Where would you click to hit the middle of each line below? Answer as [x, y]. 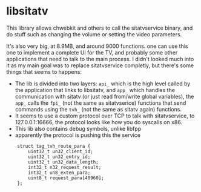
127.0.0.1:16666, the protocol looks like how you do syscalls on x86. [99, 122]
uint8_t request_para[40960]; [66, 178]
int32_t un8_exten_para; [59, 173]
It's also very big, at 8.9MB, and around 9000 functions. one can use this [97, 46]
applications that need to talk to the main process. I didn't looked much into [100, 59]
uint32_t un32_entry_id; [59, 157]
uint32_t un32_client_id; [61, 151]
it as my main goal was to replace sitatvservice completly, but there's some [100, 65]
